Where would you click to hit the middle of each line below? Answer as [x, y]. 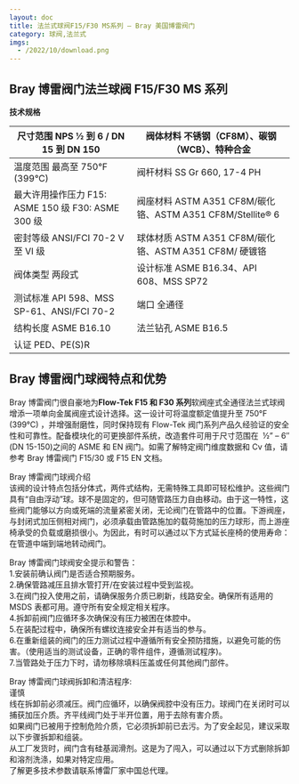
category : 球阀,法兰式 [48, 34]
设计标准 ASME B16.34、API [197, 268]
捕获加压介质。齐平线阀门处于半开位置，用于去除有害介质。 [118, 715]
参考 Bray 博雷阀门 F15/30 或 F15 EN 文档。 [88, 457]
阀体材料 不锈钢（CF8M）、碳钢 [211, 136]
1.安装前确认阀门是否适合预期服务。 [74, 573]
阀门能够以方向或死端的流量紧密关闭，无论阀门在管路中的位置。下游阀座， [153, 510]
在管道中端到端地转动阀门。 [60, 543]
